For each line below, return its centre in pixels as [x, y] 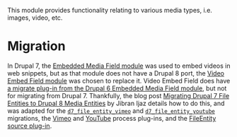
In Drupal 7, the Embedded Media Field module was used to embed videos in [119, 66]
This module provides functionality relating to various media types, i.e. [110, 10]
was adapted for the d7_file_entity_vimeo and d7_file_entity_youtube [111, 111]
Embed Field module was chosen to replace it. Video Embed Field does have [119, 81]
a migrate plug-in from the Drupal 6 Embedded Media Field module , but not [117, 88]
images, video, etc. [35, 18]
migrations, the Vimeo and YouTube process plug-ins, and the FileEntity [112, 118]
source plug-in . [30, 126]
